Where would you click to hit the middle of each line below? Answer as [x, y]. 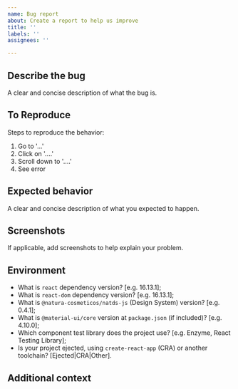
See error [32, 169]
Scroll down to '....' [45, 161]
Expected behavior [50, 191]
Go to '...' [31, 146]
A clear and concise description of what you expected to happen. [103, 208]
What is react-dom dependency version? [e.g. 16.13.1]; [96, 295]
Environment [37, 270]
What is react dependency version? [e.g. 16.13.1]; [89, 287]
